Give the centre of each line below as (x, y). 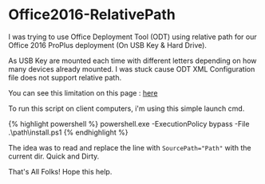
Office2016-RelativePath (92, 15)
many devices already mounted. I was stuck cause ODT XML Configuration (132, 69)
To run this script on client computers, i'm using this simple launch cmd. (127, 108)
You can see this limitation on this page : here (83, 92)
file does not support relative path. (65, 77)
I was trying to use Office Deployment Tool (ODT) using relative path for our (132, 37)
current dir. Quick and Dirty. (54, 156)
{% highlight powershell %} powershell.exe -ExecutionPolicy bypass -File (129, 123)
